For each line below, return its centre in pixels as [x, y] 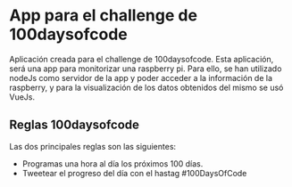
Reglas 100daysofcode [75, 125]
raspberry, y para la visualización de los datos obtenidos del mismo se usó [146, 87]
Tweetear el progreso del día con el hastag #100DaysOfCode [134, 173]
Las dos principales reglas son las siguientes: [93, 146]
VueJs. [22, 97]
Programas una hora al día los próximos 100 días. [113, 163]
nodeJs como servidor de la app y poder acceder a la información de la [141, 77]
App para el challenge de [104, 16]
